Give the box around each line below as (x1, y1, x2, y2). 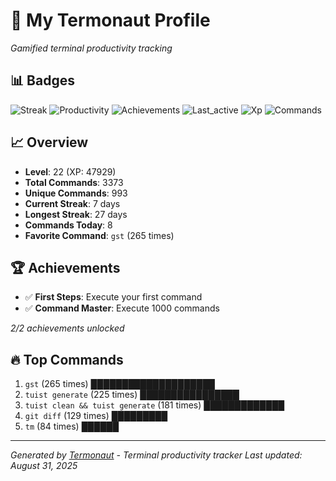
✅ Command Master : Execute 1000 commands (24, 302, 220, 314)
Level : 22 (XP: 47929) (24, 165, 117, 178)
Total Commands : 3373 (24, 176, 124, 188)
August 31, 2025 (10, 460, 78, 472)
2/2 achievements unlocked (10, 322, 125, 334)
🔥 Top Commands (10, 351, 124, 368)
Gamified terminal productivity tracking (10, 42, 173, 54)
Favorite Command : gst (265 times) (24, 229, 175, 241)
